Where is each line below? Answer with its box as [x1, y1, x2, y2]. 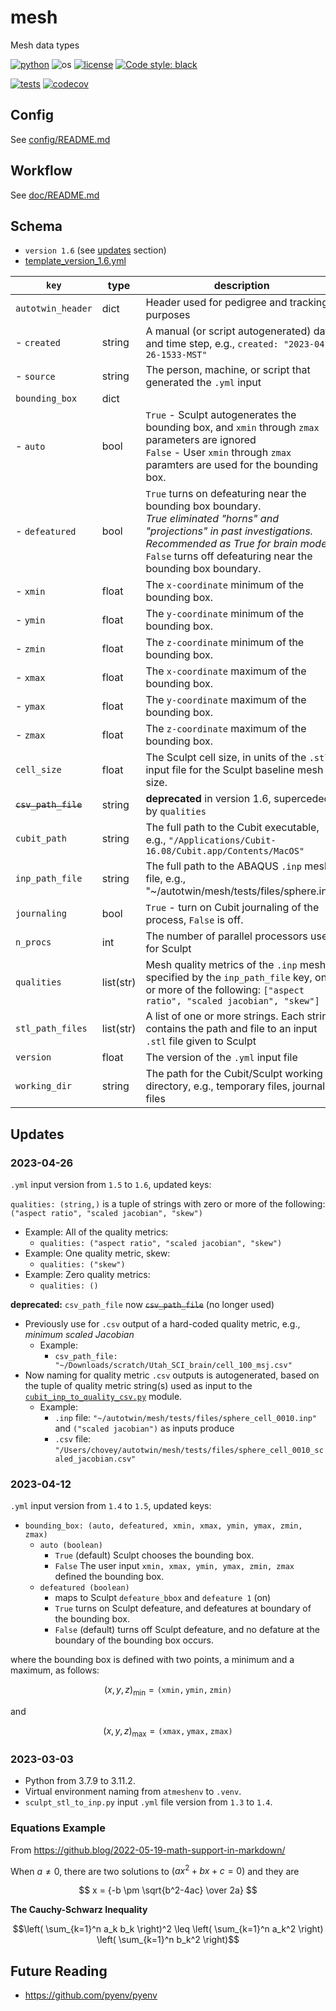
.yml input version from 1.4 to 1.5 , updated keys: [10, 1500, 212, 1512]
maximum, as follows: [10, 1664, 100, 1676]
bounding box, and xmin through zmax [145, 421, 320, 435]
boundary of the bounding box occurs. [54, 1634, 214, 1646]
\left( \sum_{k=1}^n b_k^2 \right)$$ [96, 1934, 240, 1946]
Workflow [10, 162, 73, 180]
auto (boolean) [39, 1541, 103, 1551]
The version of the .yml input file [145, 1051, 298, 1065]
